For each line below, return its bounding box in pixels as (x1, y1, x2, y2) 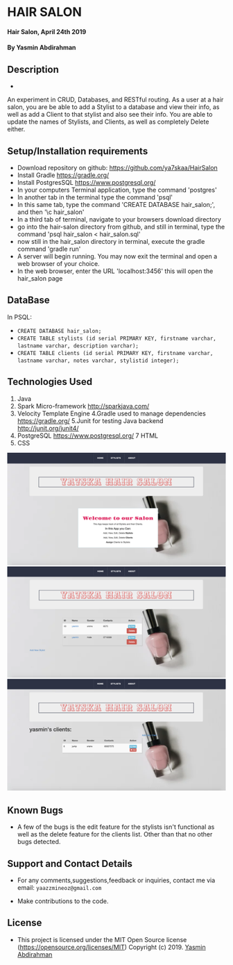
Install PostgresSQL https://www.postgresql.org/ (17, 179, 156, 186)
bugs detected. (17, 838, 61, 846)
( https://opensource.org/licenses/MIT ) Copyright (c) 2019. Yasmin (17, 943, 206, 951)
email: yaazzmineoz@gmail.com (17, 883, 102, 891)
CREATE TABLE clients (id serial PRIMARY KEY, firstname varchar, (17, 349, 214, 356)
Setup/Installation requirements (7, 145, 148, 157)
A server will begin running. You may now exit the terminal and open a (17, 252, 218, 261)
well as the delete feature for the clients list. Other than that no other (17, 830, 213, 839)
